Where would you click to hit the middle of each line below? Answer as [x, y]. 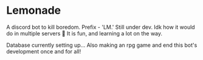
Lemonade [34, 10]
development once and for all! [44, 51]
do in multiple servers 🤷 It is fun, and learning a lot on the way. [84, 33]
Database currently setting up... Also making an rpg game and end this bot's [102, 45]
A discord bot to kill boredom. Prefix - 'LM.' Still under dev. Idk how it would [101, 27]
